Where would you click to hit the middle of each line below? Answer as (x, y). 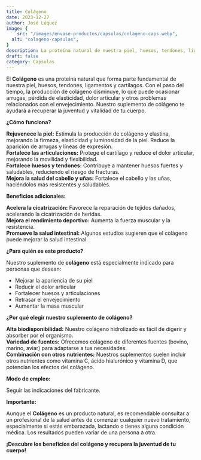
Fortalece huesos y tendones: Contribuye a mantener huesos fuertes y (95, 165)
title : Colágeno (26, 12)
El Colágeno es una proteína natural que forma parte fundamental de (91, 79)
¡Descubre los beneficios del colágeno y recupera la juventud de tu (91, 444)
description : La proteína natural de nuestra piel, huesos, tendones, (96, 51)
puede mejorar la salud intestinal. (47, 239)
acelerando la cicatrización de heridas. (54, 214)
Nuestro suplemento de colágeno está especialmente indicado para (90, 262)
